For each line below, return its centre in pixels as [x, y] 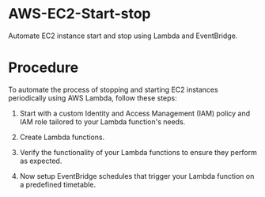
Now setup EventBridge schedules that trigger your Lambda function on [137, 176]
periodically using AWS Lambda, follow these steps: [93, 98]
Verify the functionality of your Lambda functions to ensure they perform [138, 152]
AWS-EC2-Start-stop [79, 14]
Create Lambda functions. [62, 137]
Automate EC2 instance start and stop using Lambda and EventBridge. [123, 36]
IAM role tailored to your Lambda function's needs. [102, 121]
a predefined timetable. [58, 184]
